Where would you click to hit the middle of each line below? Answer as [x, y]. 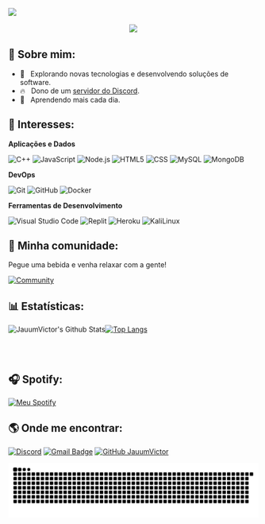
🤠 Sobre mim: [42, 54]
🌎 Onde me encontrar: [65, 428]
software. [35, 82]
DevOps [22, 174]
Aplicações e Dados [42, 144]
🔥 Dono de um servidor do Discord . [80, 91]
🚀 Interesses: [42, 124]
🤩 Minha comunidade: [63, 246]
